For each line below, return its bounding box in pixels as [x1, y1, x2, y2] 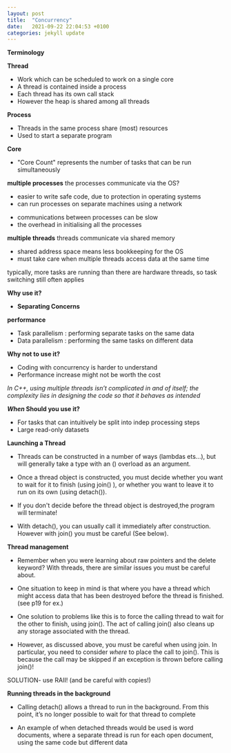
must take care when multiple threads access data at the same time [17, 255, 210, 263]
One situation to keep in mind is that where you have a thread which [17, 584, 210, 592]
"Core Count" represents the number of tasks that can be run [17, 158, 192, 167]
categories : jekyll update [7, 29, 85, 37]
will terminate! [17, 509, 57, 517]
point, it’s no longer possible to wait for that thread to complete [17, 710, 197, 718]
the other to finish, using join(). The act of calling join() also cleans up [17, 620, 215, 628]
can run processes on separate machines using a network [17, 200, 183, 208]
